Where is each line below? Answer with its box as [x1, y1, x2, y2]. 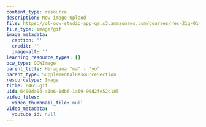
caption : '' [12, 37, 43, 43]
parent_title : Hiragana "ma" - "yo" [6, 65, 100, 72]
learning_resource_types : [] [6, 54, 81, 60]
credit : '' [12, 43, 40, 49]
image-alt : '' [12, 49, 48, 55]
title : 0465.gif [6, 83, 48, 89]
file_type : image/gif [6, 26, 62, 32]
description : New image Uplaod [6, 15, 86, 21]
